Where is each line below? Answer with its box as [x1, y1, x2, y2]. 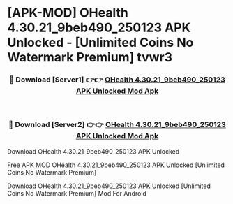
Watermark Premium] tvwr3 [7, 50, 173, 66]
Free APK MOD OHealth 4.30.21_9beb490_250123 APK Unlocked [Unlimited [7, 161, 225, 169]
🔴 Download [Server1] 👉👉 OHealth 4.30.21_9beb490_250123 [9, 75, 225, 85]
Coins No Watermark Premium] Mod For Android [7, 189, 146, 197]
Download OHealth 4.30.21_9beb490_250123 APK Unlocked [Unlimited [7, 182, 211, 190]
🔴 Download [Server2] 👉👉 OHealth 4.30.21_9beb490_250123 [8, 120, 227, 130]
